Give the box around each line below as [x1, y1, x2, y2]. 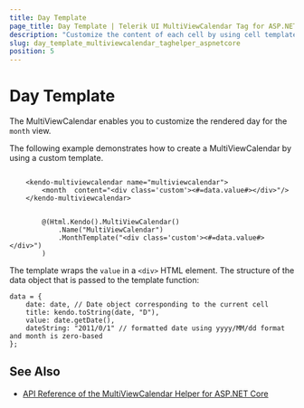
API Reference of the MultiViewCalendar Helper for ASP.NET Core [22, 388, 269, 399]
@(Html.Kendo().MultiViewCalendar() [42, 218, 180, 227]
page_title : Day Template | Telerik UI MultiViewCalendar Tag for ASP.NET [9, 22, 298, 31]
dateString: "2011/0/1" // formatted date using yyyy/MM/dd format [25, 324, 285, 333]
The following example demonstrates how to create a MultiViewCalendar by [9, 143, 292, 154]
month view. [9, 126, 52, 137]
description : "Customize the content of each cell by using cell [9, 30, 261, 39]
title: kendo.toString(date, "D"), [25, 308, 160, 318]
